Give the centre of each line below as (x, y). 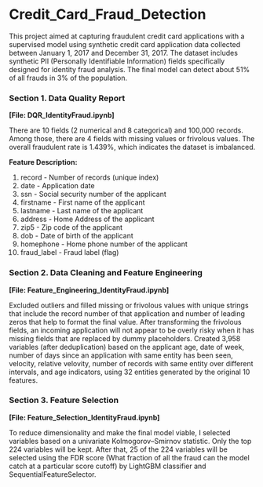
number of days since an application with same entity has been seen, (121, 355)
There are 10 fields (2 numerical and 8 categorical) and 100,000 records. (126, 130)
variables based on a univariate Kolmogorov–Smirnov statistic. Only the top (130, 441)
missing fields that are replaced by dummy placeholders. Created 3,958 (125, 338)
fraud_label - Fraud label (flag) (69, 253)
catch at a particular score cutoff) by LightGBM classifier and (108, 466)
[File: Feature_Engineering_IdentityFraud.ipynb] (89, 290)
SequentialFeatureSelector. (53, 474)
